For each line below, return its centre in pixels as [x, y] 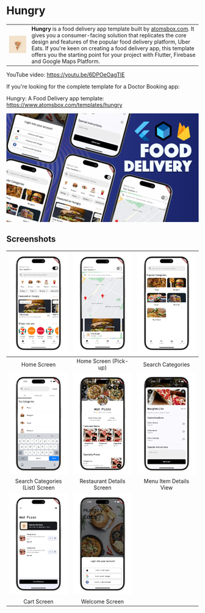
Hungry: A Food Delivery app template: [55, 98]
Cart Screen [38, 601]
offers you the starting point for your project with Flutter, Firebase [113, 54]
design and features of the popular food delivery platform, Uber [111, 42]
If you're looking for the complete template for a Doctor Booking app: [93, 87]
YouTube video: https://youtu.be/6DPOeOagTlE [66, 75]
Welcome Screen [103, 601]
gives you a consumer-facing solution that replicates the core [109, 35]
